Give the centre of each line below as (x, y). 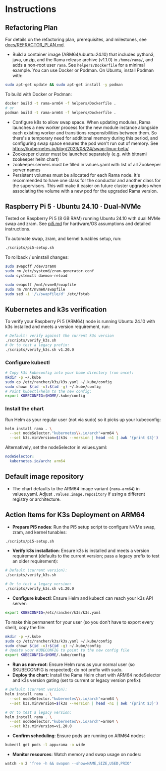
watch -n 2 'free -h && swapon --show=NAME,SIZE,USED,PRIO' (69, 764)
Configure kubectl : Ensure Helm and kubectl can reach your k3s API (83, 598)
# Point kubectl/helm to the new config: (49, 391)
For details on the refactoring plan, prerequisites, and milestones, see (76, 39)
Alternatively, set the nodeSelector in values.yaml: (56, 447)
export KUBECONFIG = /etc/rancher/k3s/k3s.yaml (53, 612)
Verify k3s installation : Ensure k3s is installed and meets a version (81, 551)
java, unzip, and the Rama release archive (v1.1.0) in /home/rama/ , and (83, 60)
